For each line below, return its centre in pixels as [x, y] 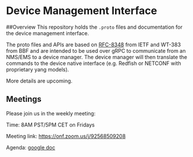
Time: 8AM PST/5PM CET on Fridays [50, 125]
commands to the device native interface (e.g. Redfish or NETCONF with [94, 63]
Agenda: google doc [31, 147]
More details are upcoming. [39, 81]
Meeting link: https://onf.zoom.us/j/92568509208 [66, 136]
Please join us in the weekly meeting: [51, 113]
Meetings [24, 99]
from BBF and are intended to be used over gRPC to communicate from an [96, 50]
